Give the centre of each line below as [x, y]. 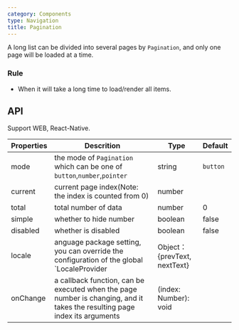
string [167, 166]
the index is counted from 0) [102, 196]
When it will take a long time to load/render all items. [95, 89]
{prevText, [175, 257]
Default [215, 146]
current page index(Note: [96, 187]
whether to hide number [95, 219]
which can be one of [89, 166]
